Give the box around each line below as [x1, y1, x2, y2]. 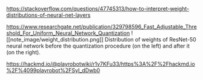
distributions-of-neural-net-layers [6, 11, 91, 19]
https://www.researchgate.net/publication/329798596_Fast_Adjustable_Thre [6, 23, 197, 30]
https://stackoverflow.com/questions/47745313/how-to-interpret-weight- [6, 5, 190, 12]
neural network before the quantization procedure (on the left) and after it [6, 42, 190, 49]
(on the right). [6, 49, 41, 56]
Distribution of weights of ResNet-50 [105, 36, 197, 43]
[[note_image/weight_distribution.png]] [6, 36, 104, 43]
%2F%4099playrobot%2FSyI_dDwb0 [6, 67, 101, 74]
